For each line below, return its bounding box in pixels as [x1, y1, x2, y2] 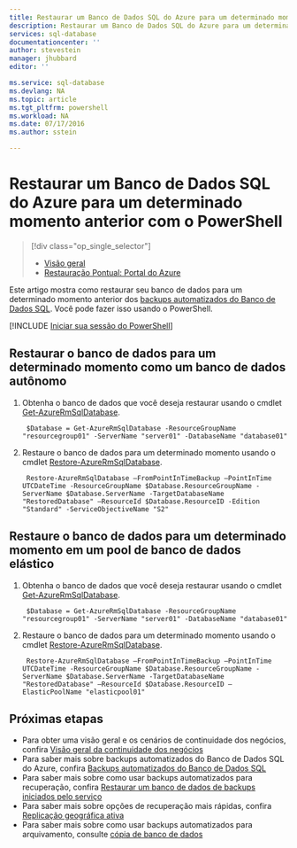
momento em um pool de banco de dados [9, 542, 241, 558]
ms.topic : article [9, 95, 77, 104]
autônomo [9, 374, 67, 389]
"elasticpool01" [85, 688, 146, 696]
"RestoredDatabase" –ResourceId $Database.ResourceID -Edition [21, 497, 261, 506]
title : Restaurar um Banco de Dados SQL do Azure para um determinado [9, 12, 275, 22]
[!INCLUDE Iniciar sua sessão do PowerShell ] [9, 320, 174, 331]
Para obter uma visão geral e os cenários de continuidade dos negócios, [21, 735, 286, 745]
